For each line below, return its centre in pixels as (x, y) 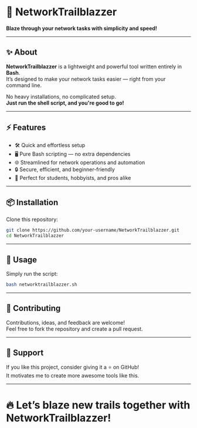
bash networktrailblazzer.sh (42, 285)
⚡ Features (26, 128)
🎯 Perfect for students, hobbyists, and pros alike (73, 178)
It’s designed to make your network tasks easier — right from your (86, 79)
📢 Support (25, 353)
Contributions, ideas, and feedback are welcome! (65, 322)
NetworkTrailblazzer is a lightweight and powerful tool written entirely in (94, 66)
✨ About (22, 52)
